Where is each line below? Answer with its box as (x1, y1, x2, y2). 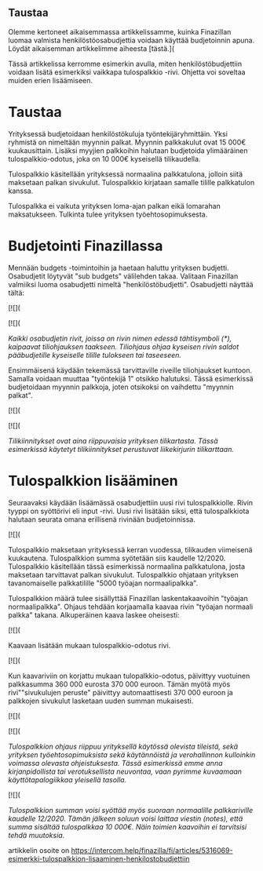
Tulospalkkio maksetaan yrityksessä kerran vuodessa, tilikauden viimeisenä (8, 545, 253, 554)
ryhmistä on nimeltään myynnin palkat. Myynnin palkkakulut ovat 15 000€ (8, 137, 247, 147)
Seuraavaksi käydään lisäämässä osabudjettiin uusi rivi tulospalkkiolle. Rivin (8, 497, 254, 507)
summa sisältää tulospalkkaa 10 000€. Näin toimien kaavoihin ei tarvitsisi (8, 822, 247, 831)
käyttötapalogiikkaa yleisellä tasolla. (8, 774, 127, 784)
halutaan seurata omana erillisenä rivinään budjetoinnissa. (8, 514, 196, 524)
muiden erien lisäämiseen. (8, 75, 93, 85)
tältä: (8, 288, 25, 297)
